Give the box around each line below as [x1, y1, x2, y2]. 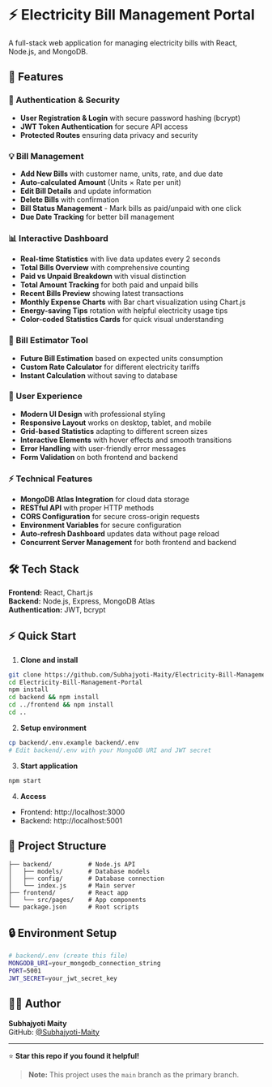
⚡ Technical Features [8, 473, 93, 484]
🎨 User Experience [8, 390, 83, 402]
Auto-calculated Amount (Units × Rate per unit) [19, 177, 182, 187]
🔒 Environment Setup [8, 926, 117, 940]
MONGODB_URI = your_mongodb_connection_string [8, 960, 161, 968]
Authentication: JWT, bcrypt [8, 604, 106, 614]
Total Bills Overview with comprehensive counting [19, 263, 190, 273]
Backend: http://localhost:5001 [19, 815, 123, 825]
